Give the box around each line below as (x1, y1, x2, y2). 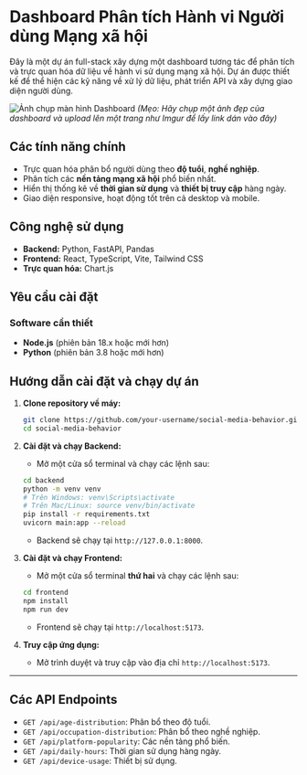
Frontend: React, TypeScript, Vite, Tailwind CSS (22, 253, 204, 264)
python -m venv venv (22, 484, 101, 494)
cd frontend (22, 588, 69, 598)
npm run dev (22, 605, 69, 614)
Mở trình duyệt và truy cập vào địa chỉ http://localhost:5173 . (36, 656, 270, 668)
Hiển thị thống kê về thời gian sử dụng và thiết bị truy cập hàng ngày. (22, 183, 287, 194)
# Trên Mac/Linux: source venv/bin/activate (22, 501, 196, 511)
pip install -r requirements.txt (22, 510, 151, 519)
